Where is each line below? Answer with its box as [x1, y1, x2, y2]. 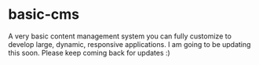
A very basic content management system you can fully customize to [8, 31, 232, 41]
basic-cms [8, 5, 80, 23]
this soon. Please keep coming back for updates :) [8, 48, 170, 57]
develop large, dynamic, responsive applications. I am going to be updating [8, 39, 251, 49]
